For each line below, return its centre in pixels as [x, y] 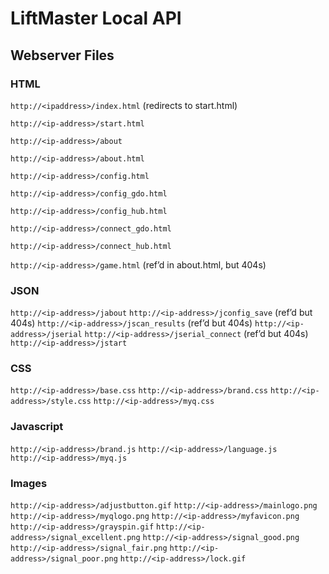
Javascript [37, 427]
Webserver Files [62, 55]
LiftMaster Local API [96, 18]
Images [29, 483]
